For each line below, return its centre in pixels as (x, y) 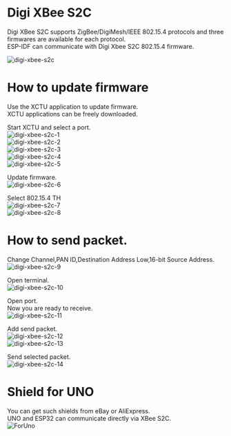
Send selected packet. (39, 357)
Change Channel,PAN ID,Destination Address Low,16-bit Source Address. (111, 259)
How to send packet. (67, 241)
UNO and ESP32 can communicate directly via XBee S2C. (89, 418)
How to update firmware (78, 88)
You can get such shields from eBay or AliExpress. (79, 411)
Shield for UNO (51, 392)
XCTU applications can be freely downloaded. (72, 114)
